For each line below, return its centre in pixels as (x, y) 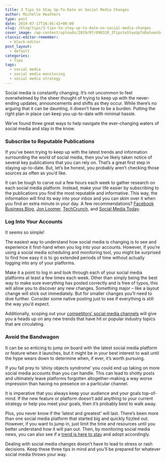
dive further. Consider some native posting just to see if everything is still (80, 299)
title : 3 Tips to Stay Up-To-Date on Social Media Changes (67, 10)
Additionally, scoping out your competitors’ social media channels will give (81, 314)
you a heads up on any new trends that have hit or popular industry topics (80, 319)
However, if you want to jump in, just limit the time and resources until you (80, 423)
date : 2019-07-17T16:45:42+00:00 (40, 23)
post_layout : (19, 46)
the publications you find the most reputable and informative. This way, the (82, 193)
